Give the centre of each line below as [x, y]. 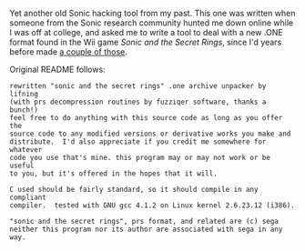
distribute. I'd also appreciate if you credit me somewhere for [138, 142]
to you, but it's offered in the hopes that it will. [114, 174]
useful [22, 166]
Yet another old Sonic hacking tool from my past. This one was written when [152, 13]
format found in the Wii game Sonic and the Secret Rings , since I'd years [146, 42]
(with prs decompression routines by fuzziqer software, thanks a [138, 102]
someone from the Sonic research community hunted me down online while [152, 23]
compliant [28, 197]
